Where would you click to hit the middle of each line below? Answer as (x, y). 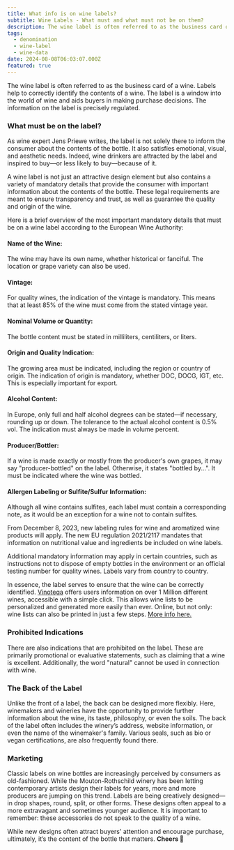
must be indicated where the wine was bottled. (74, 476)
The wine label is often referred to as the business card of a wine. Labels (112, 85)
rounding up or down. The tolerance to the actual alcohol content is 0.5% (112, 422)
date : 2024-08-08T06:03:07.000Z (54, 59)
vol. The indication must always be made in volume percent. (93, 429)
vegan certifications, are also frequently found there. (83, 740)
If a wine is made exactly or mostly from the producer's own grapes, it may (115, 461)
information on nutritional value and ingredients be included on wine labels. (115, 543)
